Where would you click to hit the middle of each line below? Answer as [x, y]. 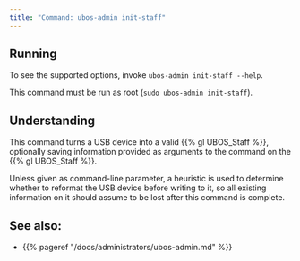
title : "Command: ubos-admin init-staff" [88, 17]
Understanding [52, 120]
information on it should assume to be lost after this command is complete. [147, 198]
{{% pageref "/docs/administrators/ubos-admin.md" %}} [127, 248]
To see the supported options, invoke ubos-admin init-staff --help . [137, 75]
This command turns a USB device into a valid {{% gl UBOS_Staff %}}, [139, 142]
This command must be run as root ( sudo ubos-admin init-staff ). [131, 93]
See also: [36, 226]
